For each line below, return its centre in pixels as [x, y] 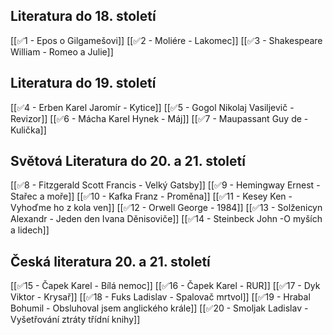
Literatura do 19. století [83, 83]
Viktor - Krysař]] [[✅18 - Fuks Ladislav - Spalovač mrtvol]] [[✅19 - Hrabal [160, 297]
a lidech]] [30, 230]
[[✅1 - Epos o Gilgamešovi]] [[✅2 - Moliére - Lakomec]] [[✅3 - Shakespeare [166, 40]
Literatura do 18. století [83, 16]
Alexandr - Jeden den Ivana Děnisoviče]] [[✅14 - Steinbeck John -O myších [166, 219]
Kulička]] [28, 130]
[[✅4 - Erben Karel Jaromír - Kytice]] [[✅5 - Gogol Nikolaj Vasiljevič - [152, 107]
